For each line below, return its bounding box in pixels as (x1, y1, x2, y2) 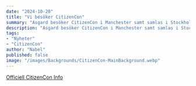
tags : (6, 30, 19, 36)
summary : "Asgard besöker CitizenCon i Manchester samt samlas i (6, 19, 168, 25)
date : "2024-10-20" (6, 8, 54, 15)
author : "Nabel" (6, 47, 45, 53)
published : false (6, 52, 48, 58)
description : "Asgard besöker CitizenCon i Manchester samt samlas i (6, 25, 179, 31)
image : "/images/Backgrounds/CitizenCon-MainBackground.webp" (6, 57, 160, 63)
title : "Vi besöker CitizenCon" (6, 14, 85, 20)
